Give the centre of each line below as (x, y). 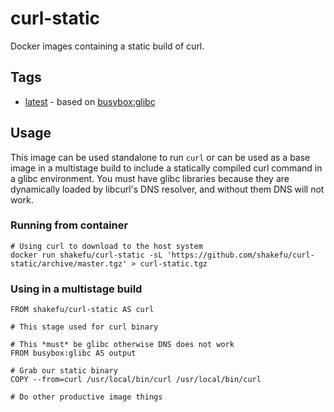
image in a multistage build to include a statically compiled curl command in (166, 168)
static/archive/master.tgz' (69, 263)
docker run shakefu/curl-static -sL (86, 255)
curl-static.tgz (173, 263)
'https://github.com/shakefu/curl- (240, 255)
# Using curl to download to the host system (106, 246)
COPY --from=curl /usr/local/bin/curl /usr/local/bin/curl (136, 380)
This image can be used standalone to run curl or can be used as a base (160, 157)
